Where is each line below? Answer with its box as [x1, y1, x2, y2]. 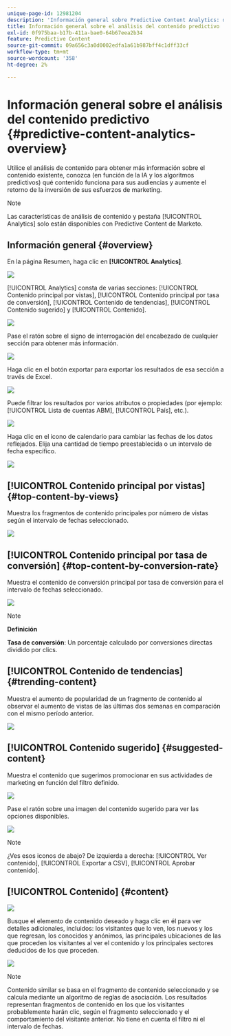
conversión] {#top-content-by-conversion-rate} [7, 560, 219, 572]
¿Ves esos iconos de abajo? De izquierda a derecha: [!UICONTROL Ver [7, 851, 208, 860]
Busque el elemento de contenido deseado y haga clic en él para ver [7, 917, 201, 925]
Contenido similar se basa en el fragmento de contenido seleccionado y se [7, 986, 219, 994]
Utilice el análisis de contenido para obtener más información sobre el [7, 163, 205, 172]
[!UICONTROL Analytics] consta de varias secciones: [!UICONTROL [7, 283, 199, 292]
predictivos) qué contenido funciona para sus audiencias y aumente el [7, 178, 206, 186]
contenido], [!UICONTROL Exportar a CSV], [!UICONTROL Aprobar [7, 859, 196, 867]
